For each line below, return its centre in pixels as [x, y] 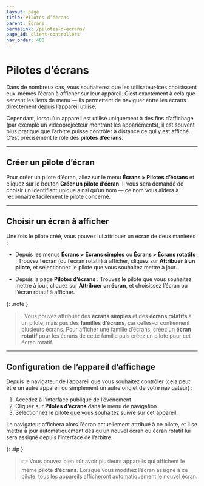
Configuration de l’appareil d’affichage [81, 366]
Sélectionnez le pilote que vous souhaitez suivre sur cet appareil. [96, 413]
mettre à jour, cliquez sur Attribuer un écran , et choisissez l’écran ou [101, 285]
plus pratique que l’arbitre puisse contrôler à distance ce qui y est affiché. [98, 131]
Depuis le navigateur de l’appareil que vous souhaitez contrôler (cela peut [98, 381]
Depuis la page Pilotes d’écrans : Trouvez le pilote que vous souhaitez [104, 279]
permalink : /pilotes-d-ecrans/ [46, 29]
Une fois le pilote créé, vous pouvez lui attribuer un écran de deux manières [101, 236]
